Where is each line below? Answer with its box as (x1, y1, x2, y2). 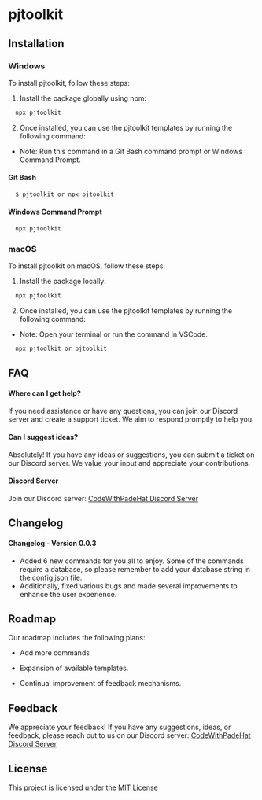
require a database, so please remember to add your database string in (19, 564, 250, 573)
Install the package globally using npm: (19, 93, 147, 103)
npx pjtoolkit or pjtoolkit (15, 345, 108, 353)
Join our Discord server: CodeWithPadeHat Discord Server (8, 493, 199, 503)
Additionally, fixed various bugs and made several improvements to (19, 581, 238, 591)
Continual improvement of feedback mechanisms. (19, 679, 182, 688)
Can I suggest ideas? (8, 433, 79, 442)
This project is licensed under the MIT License (8, 783, 159, 792)
